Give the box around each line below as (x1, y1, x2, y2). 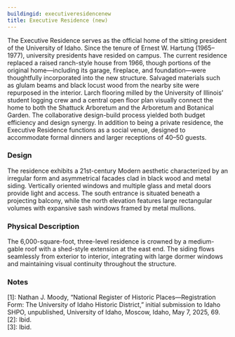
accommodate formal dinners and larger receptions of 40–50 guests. (7, 133, 207, 141)
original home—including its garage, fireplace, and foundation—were (7, 66, 206, 74)
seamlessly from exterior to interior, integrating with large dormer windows (7, 252, 223, 260)
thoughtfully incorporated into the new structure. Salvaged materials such (7, 73, 221, 81)
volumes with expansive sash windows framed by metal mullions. (7, 204, 196, 212)
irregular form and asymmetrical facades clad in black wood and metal (7, 173, 212, 183)
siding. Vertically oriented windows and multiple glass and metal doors (7, 181, 212, 190)
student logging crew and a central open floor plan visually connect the (7, 95, 214, 104)
